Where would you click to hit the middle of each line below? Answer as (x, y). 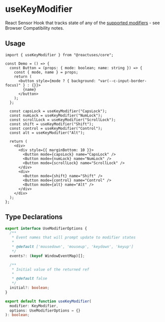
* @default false (30, 279)
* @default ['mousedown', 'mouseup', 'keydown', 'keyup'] (73, 247)
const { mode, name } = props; (46, 72)
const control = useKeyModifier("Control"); (56, 128)
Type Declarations (34, 217)
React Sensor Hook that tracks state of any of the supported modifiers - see (82, 23)
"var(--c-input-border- (123, 81)
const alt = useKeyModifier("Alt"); (47, 133)
